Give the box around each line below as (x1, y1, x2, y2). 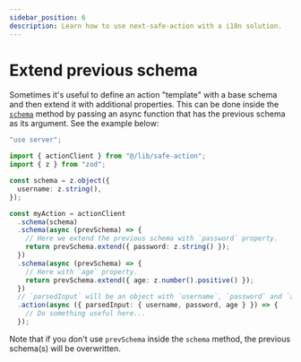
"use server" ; (9, 135, 63, 144)
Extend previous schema (9, 60, 198, 81)
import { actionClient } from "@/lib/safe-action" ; (9, 151, 206, 161)
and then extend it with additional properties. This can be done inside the (9, 99, 279, 110)
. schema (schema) (17, 217, 78, 227)
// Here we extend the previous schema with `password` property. (25, 234, 279, 243)
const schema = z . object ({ (9, 177, 110, 185)
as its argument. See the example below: (9, 118, 159, 129)
